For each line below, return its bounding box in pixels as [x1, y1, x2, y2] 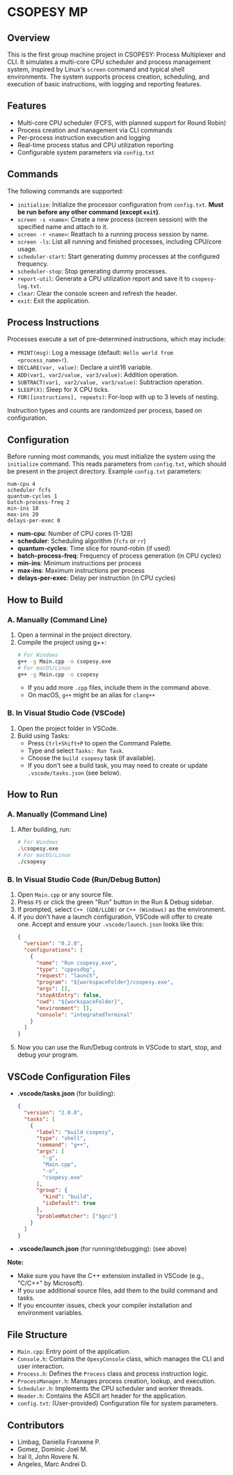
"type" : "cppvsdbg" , [35, 965, 96, 973]
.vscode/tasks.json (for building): [17, 1089, 115, 1098]
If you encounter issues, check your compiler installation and [17, 1301, 193, 1309]
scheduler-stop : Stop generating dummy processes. [17, 267, 167, 275]
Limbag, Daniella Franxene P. [17, 1438, 101, 1446]
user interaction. [17, 1362, 65, 1371]
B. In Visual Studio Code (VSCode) [7, 708, 126, 718]
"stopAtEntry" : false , [35, 992, 102, 999]
